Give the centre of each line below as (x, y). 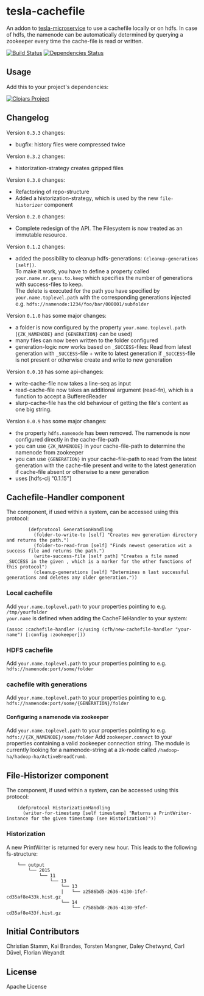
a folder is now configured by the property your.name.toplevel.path (100, 327)
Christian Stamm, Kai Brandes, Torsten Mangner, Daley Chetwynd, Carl (95, 946)
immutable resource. (41, 235)
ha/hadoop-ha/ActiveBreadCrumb (46, 757)
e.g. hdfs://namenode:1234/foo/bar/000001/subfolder (82, 304)
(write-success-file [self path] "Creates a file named (106, 556)
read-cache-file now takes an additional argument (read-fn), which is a (104, 390)
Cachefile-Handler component (65, 497)
